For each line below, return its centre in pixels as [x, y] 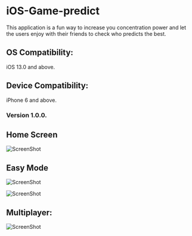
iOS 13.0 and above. [31, 67]
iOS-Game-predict [53, 11]
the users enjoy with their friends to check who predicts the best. [86, 33]
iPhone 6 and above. [31, 100]
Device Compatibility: [47, 86]
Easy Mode [27, 168]
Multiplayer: [29, 212]
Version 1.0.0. [27, 116]
